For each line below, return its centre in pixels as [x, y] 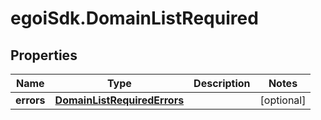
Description [222, 83]
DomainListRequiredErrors [119, 100]
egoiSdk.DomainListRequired [134, 18]
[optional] [283, 100]
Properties [44, 55]
